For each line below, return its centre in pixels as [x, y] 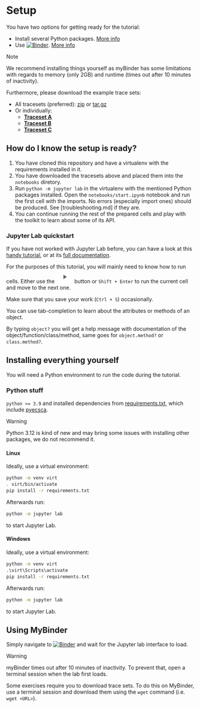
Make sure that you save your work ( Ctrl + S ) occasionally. [80, 299]
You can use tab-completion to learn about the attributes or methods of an [98, 311]
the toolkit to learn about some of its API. [65, 220]
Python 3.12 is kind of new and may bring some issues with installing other [98, 433]
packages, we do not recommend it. [51, 439]
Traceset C [38, 129]
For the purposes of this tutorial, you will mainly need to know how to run [96, 267]
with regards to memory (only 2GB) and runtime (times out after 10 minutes [99, 74]
